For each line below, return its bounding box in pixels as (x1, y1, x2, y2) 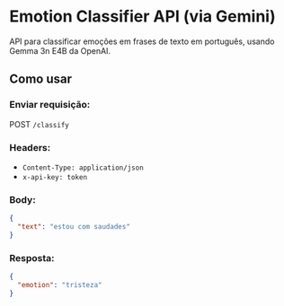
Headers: (9, 141, 51, 153)
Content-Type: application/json (22, 163, 144, 172)
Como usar (9, 72, 73, 87)
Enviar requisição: (9, 99, 91, 111)
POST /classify (9, 118, 69, 129)
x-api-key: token (22, 172, 88, 181)
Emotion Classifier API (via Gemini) (9, 6, 276, 27)
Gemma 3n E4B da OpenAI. (9, 45, 111, 56)
